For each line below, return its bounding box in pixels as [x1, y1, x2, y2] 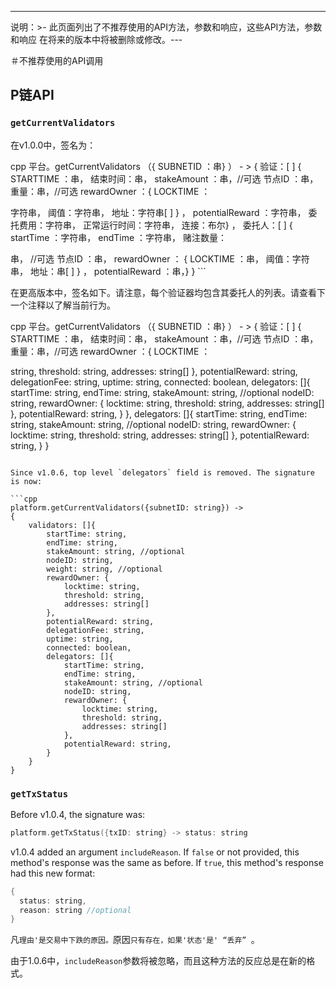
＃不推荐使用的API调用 [10, 55, 104, 66]
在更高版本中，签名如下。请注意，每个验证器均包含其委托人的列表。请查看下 [10, 286, 326, 298]
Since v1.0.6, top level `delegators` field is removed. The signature [10, 467, 315, 478]
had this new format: [10, 867, 96, 879]
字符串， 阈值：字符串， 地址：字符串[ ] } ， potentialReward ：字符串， [10, 206, 307, 218]
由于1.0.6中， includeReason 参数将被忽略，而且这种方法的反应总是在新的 [10, 955, 307, 967]
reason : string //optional [19, 905, 132, 915]
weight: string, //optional [46, 564, 163, 574]
